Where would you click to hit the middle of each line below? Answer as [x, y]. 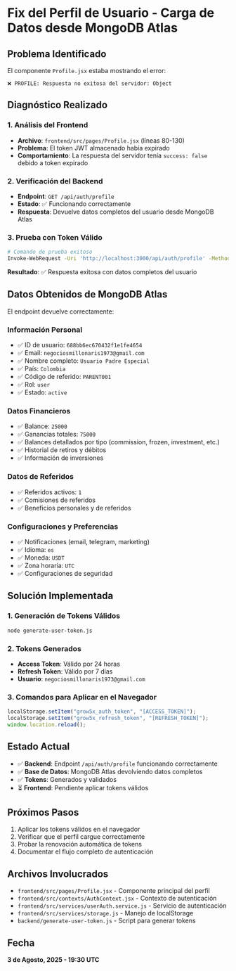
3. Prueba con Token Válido [55, 237]
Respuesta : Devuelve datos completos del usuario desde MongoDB [116, 212]
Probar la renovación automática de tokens [80, 844]
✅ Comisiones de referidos [57, 500]
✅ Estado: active [42, 392]
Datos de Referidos [41, 477]
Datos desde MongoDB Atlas [92, 28]
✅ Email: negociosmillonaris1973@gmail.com [81, 353]
